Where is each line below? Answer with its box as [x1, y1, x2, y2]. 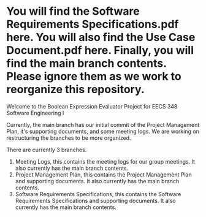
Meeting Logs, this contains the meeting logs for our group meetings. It [15, 158, 195, 165]
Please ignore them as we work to [6, 69, 182, 83]
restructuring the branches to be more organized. [6, 134, 131, 142]
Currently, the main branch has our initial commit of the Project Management [6, 121, 200, 128]
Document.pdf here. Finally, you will [6, 44, 194, 58]
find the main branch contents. [6, 56, 167, 70]
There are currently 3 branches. [6, 146, 87, 153]
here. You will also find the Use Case [6, 31, 196, 44]
